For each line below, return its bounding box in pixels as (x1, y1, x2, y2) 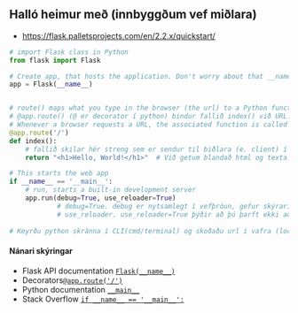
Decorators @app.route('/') (21, 274, 123, 286)
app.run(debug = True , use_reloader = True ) (25, 194, 176, 202)
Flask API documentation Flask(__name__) (21, 265, 176, 276)
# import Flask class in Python (9, 48, 129, 57)
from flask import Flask (9, 56, 101, 65)
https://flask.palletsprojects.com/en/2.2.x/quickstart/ (21, 30, 216, 41)
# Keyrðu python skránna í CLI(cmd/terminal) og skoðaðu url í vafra (9, 226, 272, 235)
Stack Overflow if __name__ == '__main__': (21, 294, 184, 304)
